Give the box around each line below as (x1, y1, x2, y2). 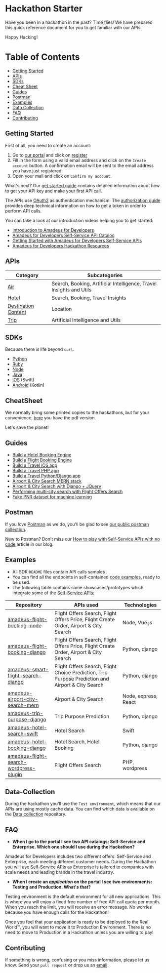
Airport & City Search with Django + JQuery (12, 483, 101, 489)
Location (51, 305, 72, 312)
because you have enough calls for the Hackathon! (5, 909, 109, 915)
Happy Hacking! (5, 34, 38, 40)
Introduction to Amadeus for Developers (12, 227, 94, 233)
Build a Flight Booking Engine (12, 457, 72, 463)
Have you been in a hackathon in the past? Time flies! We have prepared (5, 19, 153, 25)
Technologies (124, 601, 157, 608)
